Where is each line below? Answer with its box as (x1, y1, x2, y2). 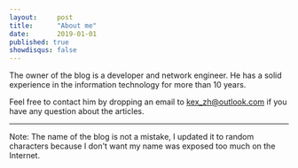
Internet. (9, 150, 41, 161)
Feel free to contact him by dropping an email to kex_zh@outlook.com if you (9, 96, 287, 107)
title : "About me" (9, 21, 98, 30)
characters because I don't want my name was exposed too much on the (9, 141, 276, 151)
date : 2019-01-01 (9, 29, 98, 38)
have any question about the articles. (9, 106, 145, 117)
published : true (9, 37, 69, 47)
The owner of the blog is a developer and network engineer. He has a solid (9, 70, 282, 80)
